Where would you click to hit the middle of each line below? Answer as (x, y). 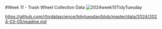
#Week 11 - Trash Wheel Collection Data (45, 7)
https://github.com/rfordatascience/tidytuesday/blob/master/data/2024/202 (81, 16)
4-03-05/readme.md (26, 22)
